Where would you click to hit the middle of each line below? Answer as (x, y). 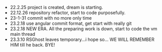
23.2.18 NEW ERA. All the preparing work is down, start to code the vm (84, 29)
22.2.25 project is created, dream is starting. (56, 7)
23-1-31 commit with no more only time (51, 18)
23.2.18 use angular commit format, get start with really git (71, 23)
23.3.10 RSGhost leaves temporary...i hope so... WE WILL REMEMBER (82, 39)
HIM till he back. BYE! (32, 45)
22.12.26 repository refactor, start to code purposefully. (68, 13)
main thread (23, 34)
